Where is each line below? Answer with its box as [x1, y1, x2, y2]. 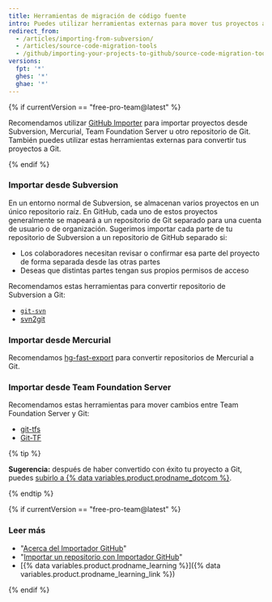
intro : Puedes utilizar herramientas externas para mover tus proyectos [8, 19, 259, 28]
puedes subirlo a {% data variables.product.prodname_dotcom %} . [8, 473, 232, 483]
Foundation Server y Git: [8, 409, 90, 419]
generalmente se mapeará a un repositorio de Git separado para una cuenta [8, 215, 261, 225]
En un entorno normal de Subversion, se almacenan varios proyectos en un [8, 198, 259, 208]
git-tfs [19, 424, 41, 434]
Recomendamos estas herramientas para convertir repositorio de [8, 281, 227, 290]
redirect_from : [8, 27, 60, 35]
